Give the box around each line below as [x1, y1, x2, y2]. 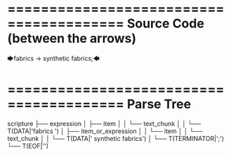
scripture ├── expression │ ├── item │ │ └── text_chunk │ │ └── [7, 119, 202, 128]
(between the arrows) [7, 31, 137, 46]
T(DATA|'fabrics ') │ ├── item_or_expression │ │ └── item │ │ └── [7, 127, 203, 135]
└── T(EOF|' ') [7, 142, 49, 150]
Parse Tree [126, 96, 192, 112]
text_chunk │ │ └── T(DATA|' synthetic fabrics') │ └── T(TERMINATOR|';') [7, 134, 225, 142]
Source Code [126, 15, 205, 32]
